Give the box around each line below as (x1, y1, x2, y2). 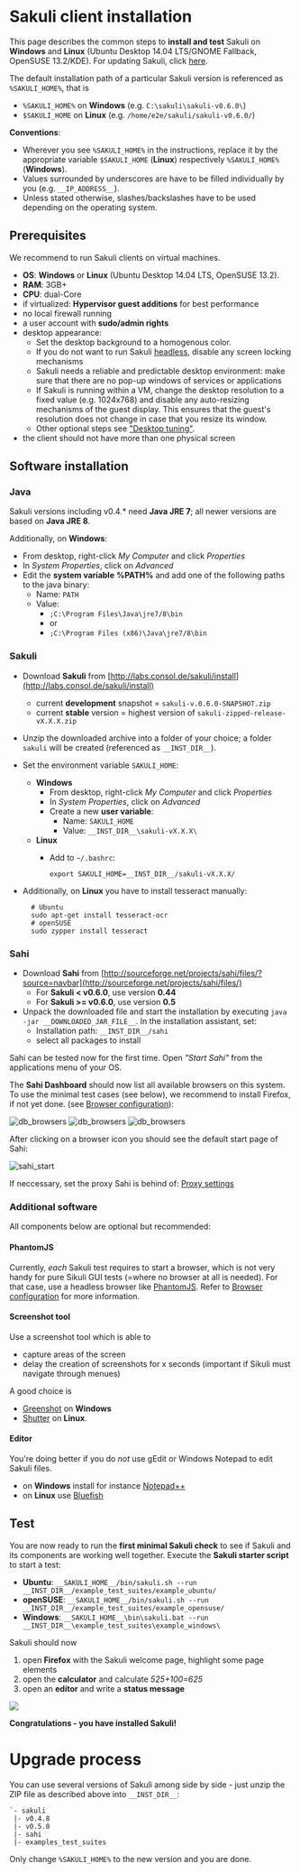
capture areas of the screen (22, 1349, 126, 1360)
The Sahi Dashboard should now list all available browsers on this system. (9, 1080, 286, 1091)
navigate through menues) (22, 1368, 121, 1379)
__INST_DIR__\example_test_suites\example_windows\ (22, 1621, 221, 1630)
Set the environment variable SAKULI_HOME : (22, 760, 179, 770)
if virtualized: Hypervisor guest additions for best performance (22, 298, 259, 309)
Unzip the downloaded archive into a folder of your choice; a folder (22, 733, 272, 743)
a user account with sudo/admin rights (22, 318, 169, 328)
